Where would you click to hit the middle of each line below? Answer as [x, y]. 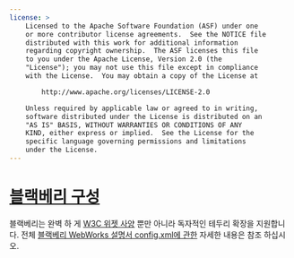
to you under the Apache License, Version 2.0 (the [124, 59]
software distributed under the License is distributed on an [144, 116]
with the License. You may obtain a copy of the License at [142, 76]
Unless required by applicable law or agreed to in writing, [142, 108]
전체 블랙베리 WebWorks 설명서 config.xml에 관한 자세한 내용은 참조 [142, 235]
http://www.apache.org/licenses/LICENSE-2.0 [126, 92]
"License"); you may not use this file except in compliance [142, 68]
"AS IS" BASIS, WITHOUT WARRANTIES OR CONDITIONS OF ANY [134, 125]
